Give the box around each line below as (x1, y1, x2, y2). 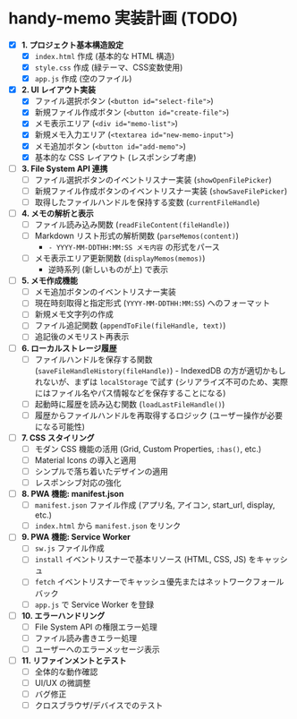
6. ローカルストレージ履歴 (21, 342, 117, 354)
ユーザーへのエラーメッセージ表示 (34, 644, 160, 655)
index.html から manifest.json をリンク (34, 520, 182, 531)
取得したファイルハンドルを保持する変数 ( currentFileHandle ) (34, 196, 260, 207)
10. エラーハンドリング (21, 610, 106, 621)
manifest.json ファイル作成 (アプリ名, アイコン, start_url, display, (34, 500, 276, 510)
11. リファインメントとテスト (21, 655, 127, 665)
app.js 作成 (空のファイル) (34, 73, 132, 84)
